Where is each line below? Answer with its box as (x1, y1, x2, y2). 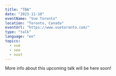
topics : (5, 39, 21, 44)
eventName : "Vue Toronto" (5, 16, 57, 21)
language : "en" (5, 34, 36, 39)
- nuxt (9, 52, 23, 57)
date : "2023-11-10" (5, 12, 45, 16)
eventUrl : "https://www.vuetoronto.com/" (5, 25, 90, 30)
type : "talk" (5, 30, 32, 34)
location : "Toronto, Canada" (5, 20, 64, 26)
